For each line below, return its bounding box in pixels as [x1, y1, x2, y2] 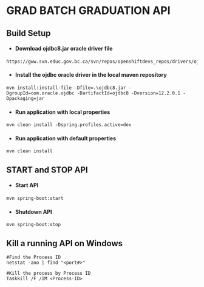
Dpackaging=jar [6, 95, 45, 101]
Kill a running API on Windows [6, 238, 123, 249]
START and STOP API [6, 165, 88, 175]
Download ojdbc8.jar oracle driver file [15, 45, 113, 52]
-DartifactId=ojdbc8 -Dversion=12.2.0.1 [76, 90, 181, 96]
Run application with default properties [15, 135, 117, 142]
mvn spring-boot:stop [6, 222, 61, 228]
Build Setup [6, 28, 51, 38]
